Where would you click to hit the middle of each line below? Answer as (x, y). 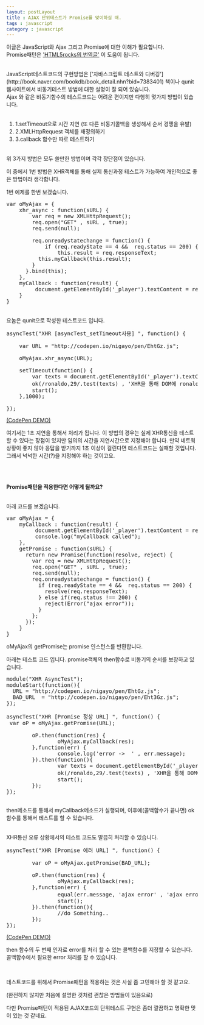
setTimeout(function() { (56, 371)
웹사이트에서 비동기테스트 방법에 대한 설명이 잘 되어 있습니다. (78, 90)
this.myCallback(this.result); (85, 259)
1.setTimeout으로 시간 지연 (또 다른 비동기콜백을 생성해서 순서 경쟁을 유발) (103, 124)
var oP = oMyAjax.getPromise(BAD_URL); (91, 863)
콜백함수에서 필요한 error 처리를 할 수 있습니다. (62, 957)
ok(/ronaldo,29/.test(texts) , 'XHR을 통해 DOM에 (104, 384)
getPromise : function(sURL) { (66, 549)
